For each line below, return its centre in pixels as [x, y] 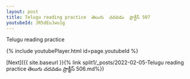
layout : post [22, 12]
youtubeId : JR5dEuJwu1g [36, 23]
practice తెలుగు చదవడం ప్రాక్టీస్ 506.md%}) [55, 69]
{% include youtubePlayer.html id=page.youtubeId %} [72, 51]
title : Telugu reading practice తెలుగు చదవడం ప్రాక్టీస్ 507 [78, 17]
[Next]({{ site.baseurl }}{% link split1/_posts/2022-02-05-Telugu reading [95, 62]
